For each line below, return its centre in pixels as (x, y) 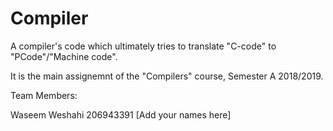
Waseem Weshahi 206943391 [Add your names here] (121, 114)
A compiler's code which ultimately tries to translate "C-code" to (143, 46)
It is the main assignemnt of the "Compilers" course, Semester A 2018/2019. (167, 76)
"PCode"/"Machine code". (64, 56)
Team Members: (44, 95)
